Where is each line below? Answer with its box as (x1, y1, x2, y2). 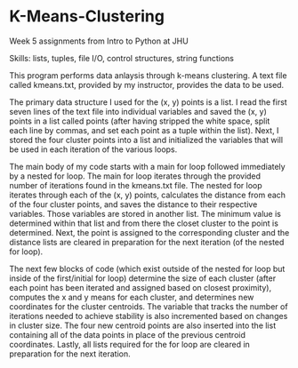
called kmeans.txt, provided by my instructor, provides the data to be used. (9, 79, 285, 90)
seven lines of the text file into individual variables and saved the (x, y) (9, 106, 267, 116)
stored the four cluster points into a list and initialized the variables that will (9, 134, 283, 145)
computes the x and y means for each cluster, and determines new (9, 292, 254, 302)
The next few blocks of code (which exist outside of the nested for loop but (9, 263, 286, 274)
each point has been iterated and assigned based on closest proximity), (9, 282, 272, 292)
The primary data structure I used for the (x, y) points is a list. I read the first (9, 96, 287, 108)
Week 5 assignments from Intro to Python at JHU (9, 36, 189, 46)
